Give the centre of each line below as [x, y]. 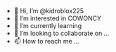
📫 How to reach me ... [46, 41]
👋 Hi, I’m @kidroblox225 [49, 11]
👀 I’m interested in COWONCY [58, 18]
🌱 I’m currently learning [48, 26]
